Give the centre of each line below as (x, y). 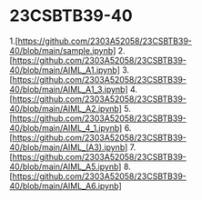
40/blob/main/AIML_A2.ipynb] (66, 108)
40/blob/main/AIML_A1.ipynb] (65, 70)
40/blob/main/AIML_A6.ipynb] (66, 185)
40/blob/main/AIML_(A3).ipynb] (69, 147)
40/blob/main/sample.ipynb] (63, 50)
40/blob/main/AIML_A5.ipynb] (66, 166)
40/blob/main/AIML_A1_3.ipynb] (69, 89)
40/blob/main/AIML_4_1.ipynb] (66, 127)
